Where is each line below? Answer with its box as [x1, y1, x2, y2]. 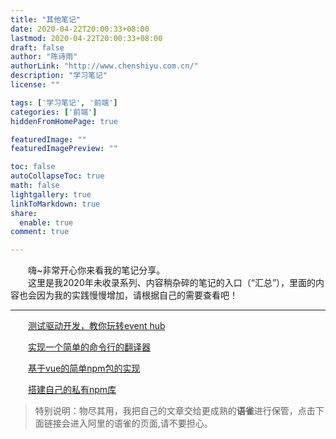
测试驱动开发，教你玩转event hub [28, 320, 166, 332]
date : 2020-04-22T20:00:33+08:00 [10, 24, 150, 34]
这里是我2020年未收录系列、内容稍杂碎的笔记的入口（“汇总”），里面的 [27, 277, 317, 289]
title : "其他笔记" [10, 14, 82, 25]
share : [10, 208, 38, 218]
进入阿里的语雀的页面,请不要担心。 [69, 417, 213, 430]
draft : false [10, 42, 65, 53]
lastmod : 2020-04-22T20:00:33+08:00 [10, 33, 163, 43]
